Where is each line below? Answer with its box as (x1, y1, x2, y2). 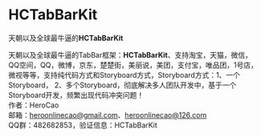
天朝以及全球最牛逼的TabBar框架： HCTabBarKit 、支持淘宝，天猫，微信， (8, 50, 253, 59)
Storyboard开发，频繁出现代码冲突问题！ (8, 90, 145, 99)
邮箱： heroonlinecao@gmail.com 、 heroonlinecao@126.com (8, 110, 207, 119)
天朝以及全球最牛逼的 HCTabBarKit (8, 33, 124, 42)
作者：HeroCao (8, 100, 59, 110)
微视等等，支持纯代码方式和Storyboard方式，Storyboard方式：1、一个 (8, 70, 241, 79)
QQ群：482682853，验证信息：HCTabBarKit (8, 120, 158, 130)
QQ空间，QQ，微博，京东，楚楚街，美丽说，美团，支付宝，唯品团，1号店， (8, 60, 259, 70)
